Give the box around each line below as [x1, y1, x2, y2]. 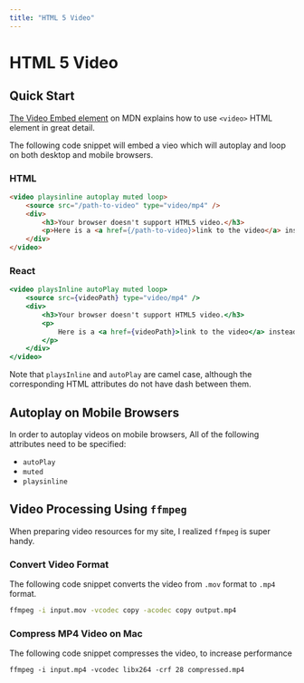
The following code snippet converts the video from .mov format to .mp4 [9, 579, 276, 590]
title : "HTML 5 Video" [9, 13, 95, 23]
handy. [9, 535, 35, 546]
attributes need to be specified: [9, 439, 127, 450]
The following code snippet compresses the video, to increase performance [9, 648, 292, 659]
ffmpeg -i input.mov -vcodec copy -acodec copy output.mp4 [9, 606, 237, 615]
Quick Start [9, 88, 75, 104]
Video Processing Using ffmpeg [9, 502, 187, 517]
